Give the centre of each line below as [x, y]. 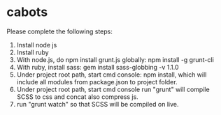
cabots [27, 12]
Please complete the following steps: [59, 31]
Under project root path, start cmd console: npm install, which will [112, 75]
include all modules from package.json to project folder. [97, 82]
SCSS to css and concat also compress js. [78, 97]
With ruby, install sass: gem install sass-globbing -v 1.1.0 [98, 67]
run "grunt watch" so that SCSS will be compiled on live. [98, 104]
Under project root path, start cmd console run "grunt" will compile [113, 89]
